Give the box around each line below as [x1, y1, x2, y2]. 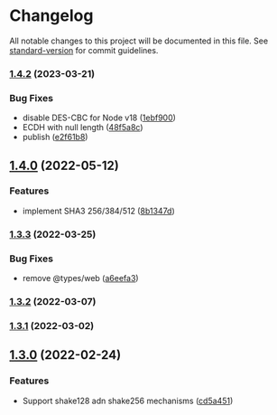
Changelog [9, 5, 94, 26]
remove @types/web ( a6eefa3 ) [22, 273, 139, 284]
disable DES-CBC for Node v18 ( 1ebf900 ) [22, 112, 176, 123]
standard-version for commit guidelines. [9, 44, 159, 55]
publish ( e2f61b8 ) [22, 132, 88, 143]
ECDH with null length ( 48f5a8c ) [22, 122, 143, 133]
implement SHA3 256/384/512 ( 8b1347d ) [22, 205, 176, 216]
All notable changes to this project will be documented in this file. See [9, 35, 269, 46]
